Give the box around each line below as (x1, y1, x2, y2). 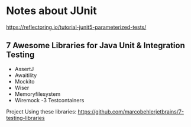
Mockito (14, 78, 35, 85)
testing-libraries (6, 114, 46, 121)
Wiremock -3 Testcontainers (14, 96, 85, 103)
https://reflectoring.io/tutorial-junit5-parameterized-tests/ (6, 24, 147, 31)
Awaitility (14, 72, 37, 79)
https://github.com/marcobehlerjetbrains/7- (77, 108, 184, 115)
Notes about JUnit (6, 4, 98, 18)
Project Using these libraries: (6, 108, 77, 115)
